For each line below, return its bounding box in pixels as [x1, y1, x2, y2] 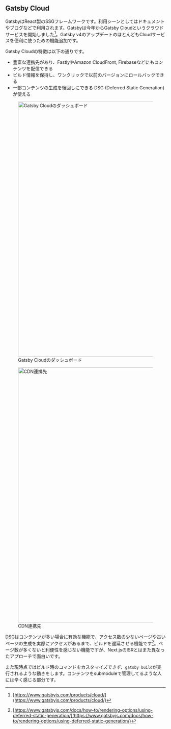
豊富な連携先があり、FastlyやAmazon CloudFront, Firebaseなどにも [12, 59, 155, 65]
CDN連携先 [18, 623, 42, 629]
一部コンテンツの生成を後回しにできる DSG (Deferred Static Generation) [12, 85, 164, 91]
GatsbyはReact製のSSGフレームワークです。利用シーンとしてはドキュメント [5, 18, 165, 24]
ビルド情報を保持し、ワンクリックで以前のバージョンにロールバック [12, 72, 156, 78]
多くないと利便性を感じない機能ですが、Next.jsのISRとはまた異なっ [22, 647, 165, 653]
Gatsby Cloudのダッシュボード [18, 357, 82, 363]
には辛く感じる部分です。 [5, 677, 59, 683]
